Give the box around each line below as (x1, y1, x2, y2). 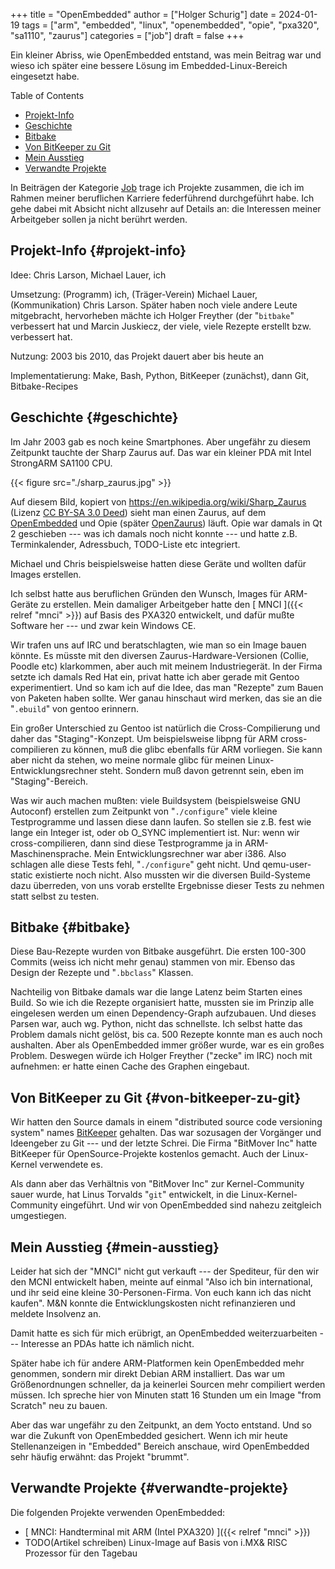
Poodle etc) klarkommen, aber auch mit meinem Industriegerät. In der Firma (10, 660, 323, 672)
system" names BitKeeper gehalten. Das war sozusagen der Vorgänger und (10, 1127, 322, 1139)
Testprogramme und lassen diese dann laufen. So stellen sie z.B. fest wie (10, 815, 312, 828)
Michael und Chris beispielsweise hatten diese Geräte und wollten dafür (10, 557, 307, 569)
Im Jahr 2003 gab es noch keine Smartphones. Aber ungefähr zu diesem (10, 435, 312, 448)
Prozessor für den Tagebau (24, 1547, 138, 1559)
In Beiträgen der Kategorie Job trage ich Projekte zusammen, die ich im (10, 182, 305, 193)
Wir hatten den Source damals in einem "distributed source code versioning (10, 1116, 323, 1128)
